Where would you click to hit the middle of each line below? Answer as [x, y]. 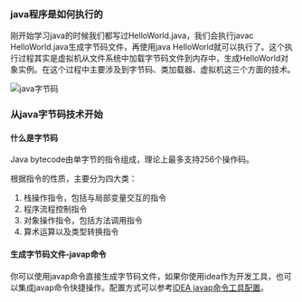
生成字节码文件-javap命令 [58, 254]
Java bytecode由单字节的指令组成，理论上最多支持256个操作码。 [132, 159]
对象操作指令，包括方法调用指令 [83, 221]
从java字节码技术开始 [57, 115]
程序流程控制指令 [55, 209]
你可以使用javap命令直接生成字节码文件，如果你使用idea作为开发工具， [143, 276]
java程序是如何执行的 [57, 14]
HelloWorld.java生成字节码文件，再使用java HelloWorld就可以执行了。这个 [148, 47]
